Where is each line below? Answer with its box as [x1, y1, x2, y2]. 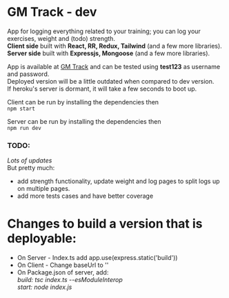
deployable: [7, 231, 77, 246]
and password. [7, 70, 50, 78]
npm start [7, 105, 36, 112]
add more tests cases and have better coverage [17, 192, 154, 201]
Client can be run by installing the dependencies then [7, 97, 159, 106]
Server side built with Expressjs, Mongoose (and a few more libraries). [7, 49, 210, 57]
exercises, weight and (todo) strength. [7, 34, 116, 42]
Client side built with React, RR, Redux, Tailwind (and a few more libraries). [7, 41, 222, 50]
